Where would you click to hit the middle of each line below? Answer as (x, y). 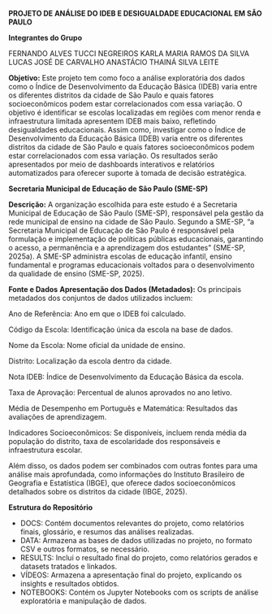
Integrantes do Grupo (45, 38)
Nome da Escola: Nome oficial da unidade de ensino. (97, 345)
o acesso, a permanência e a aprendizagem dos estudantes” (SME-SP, (127, 248)
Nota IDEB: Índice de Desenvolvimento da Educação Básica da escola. (126, 377)
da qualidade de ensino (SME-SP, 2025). (76, 274)
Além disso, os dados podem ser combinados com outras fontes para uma (133, 466)
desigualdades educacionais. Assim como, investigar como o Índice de (127, 130)
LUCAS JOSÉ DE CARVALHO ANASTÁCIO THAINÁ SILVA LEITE (114, 62)
